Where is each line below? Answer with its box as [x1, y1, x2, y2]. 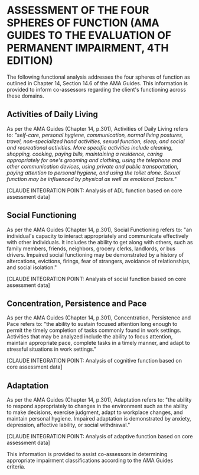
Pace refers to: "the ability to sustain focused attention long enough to [6, 321, 178, 328]
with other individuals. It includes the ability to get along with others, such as [6, 238, 194, 245]
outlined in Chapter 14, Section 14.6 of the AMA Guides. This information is [6, 79, 188, 86]
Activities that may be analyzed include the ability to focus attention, [6, 333, 173, 340]
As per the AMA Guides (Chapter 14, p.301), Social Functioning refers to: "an [6, 226, 193, 233]
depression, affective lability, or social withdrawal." [6, 421, 131, 429]
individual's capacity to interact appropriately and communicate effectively [6, 232, 189, 240]
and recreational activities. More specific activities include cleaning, [6, 144, 173, 151]
